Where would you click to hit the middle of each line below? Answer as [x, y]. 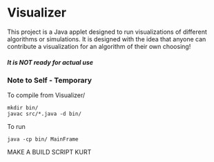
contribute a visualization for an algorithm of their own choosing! [99, 46]
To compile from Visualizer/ [46, 95]
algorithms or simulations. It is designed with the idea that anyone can [107, 39]
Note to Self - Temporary [49, 80]
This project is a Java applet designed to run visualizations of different [107, 32]
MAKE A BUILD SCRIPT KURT [49, 152]
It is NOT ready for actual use [50, 62]
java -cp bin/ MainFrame [43, 139]
